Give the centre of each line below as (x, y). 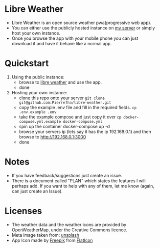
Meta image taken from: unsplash (45, 235)
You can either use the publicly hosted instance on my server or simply (83, 28)
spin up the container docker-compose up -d (64, 126)
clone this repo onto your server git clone (62, 98)
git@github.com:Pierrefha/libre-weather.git (65, 102)
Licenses (23, 211)
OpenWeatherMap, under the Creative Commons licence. (69, 230)
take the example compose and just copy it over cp (70, 117)
